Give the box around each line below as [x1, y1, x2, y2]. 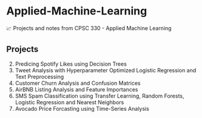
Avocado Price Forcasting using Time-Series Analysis [15, 105, 150, 112]
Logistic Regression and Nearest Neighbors [15, 98, 124, 106]
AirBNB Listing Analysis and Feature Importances [15, 85, 138, 93]
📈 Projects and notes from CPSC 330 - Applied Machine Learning [6, 24, 172, 31]
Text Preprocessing [15, 73, 64, 80]
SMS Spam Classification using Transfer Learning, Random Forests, [15, 92, 184, 99]
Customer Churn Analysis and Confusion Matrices [15, 79, 141, 87]
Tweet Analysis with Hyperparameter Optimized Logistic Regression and [15, 66, 197, 73]
